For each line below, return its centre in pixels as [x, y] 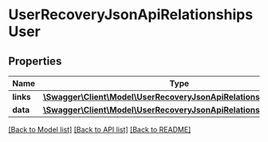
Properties [35, 61]
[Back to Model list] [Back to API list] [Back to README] [100, 130]
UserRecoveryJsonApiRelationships [131, 15]
